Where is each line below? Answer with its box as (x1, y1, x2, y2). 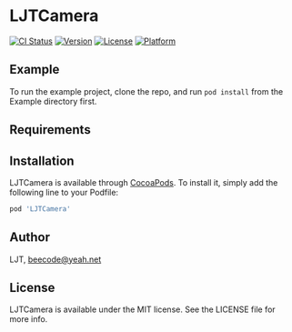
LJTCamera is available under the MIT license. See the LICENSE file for (9, 304, 276, 315)
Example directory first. (9, 96, 97, 106)
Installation (9, 153, 75, 168)
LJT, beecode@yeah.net (9, 254, 102, 265)
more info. (9, 314, 48, 325)
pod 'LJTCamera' (9, 204, 71, 214)
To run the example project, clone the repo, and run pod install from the (9, 86, 284, 96)
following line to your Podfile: (9, 186, 119, 197)
